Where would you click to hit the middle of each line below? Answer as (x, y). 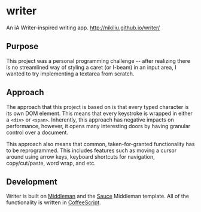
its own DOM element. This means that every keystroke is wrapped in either (100, 113)
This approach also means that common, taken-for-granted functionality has (100, 144)
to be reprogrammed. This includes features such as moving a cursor (92, 150)
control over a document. (37, 132)
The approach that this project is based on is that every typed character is (98, 107)
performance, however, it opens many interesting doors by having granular (98, 126)
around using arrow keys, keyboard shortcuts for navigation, (81, 156)
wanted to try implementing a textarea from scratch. (70, 74)
